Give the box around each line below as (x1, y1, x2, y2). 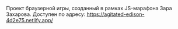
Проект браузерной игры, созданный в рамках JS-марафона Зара (6, 5, 172, 11)
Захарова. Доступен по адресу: (6, 11, 86, 18)
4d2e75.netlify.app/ (6, 17, 54, 23)
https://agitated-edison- (86, 11, 145, 18)
